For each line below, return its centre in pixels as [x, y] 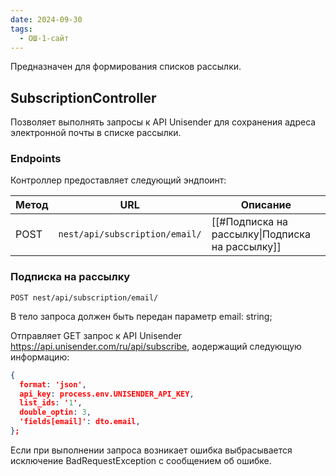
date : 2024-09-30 [46, 19]
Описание [266, 205]
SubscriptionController [83, 97]
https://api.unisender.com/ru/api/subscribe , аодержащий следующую [156, 346]
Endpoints [36, 159]
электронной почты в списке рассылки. [96, 133]
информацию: [40, 357]
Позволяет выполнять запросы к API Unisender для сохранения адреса [163, 122]
